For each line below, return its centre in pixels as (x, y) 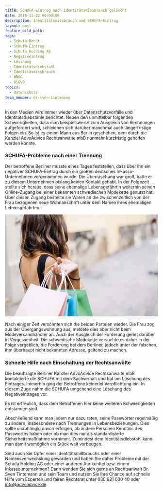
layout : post (18, 26)
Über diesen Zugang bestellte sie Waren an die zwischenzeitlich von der (77, 197)
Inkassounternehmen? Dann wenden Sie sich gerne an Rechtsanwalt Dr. (77, 469)
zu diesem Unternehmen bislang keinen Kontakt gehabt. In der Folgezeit (77, 182)
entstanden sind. (22, 408)
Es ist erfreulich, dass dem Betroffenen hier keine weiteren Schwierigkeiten (80, 403)
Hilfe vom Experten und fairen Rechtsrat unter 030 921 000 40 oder (73, 479)
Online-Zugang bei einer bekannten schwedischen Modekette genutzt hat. (80, 192)
